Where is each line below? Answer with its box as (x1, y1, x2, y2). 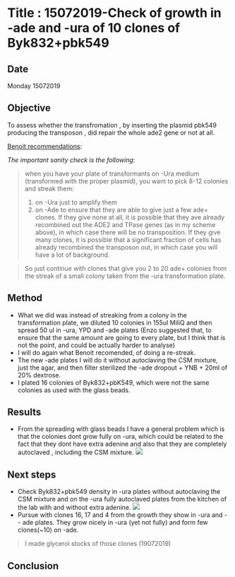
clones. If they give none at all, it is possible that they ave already (35, 213, 225, 221)
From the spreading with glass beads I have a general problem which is (17, 425, 225, 433)
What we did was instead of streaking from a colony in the (17, 310, 187, 319)
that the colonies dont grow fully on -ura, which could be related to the (17, 432, 224, 441)
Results (7, 406, 42, 418)
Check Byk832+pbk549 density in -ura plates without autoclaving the (17, 487, 221, 496)
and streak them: (24, 184, 74, 193)
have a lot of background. (35, 250, 110, 259)
